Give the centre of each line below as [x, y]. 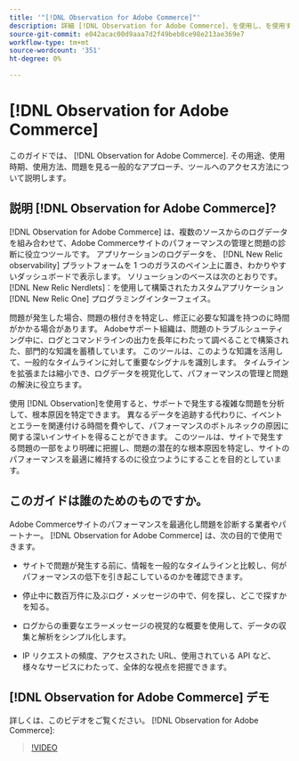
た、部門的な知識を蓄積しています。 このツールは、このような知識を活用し [146, 351]
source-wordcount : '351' [55, 51]
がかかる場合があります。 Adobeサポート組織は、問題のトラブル [127, 328]
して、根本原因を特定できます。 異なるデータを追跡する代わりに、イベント [146, 414]
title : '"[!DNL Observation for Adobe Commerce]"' [105, 17]
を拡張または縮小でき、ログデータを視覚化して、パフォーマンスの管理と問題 [149, 373]
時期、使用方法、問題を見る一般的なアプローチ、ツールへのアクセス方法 [141, 167]
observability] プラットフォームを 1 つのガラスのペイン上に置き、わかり [140, 265]
